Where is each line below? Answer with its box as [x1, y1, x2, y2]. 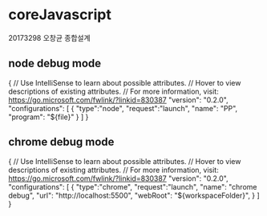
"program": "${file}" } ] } [8, 112, 89, 122]
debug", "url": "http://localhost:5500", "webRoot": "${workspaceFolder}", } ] [8, 190, 261, 200]
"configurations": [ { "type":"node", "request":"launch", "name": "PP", [8, 103, 238, 113]
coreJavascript [8, 6, 112, 24]
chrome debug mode [8, 135, 115, 149]
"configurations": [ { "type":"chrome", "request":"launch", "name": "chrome [8, 182, 257, 191]
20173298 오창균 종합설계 [8, 33, 91, 42]
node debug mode [8, 57, 102, 70]
